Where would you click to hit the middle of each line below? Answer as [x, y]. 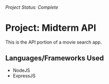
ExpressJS [24, 76]
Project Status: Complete [32, 7]
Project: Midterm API [51, 28]
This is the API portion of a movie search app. [53, 42]
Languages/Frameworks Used [55, 58]
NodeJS [21, 70]
